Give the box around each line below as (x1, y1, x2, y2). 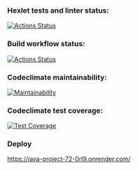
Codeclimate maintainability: (7, 72, 107, 82)
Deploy (7, 139, 32, 149)
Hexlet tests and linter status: (7, 6, 109, 15)
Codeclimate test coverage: (7, 106, 103, 115)
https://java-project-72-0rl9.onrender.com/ (7, 155, 131, 163)
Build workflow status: (7, 39, 86, 49)
